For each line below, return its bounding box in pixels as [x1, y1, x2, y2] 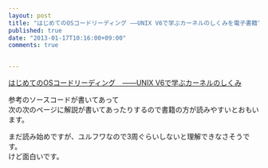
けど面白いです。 [8, 152, 64, 162]
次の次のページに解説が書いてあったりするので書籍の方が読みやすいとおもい [8, 105, 259, 115]
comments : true [8, 41, 59, 49]
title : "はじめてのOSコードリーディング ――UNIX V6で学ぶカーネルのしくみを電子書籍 [8, 19, 258, 27]
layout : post [8, 11, 52, 20]
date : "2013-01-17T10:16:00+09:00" [8, 33, 127, 42]
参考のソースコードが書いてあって [8, 95, 120, 104]
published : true [8, 26, 62, 34]
